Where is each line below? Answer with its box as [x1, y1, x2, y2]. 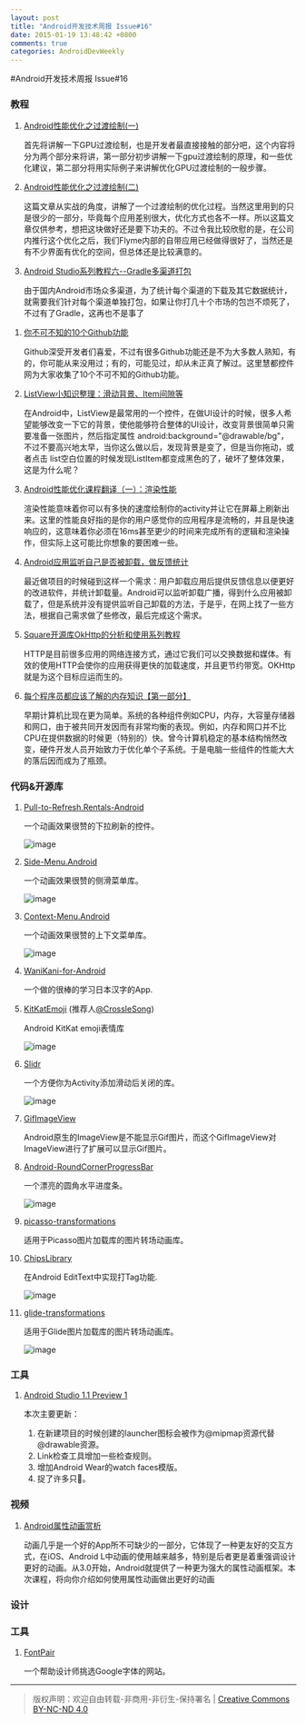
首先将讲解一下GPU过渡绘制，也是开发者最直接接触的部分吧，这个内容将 [23, 140, 296, 151]
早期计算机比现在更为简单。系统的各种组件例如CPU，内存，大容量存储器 [23, 710, 296, 721]
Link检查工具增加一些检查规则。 [36, 1450, 157, 1461]
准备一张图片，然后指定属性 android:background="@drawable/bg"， [31, 431, 290, 442]
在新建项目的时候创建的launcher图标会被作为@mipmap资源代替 [36, 1428, 275, 1439]
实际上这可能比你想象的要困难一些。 [47, 537, 183, 548]
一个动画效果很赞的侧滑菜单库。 [23, 874, 143, 886]
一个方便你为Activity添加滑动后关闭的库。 [23, 1077, 180, 1088]
